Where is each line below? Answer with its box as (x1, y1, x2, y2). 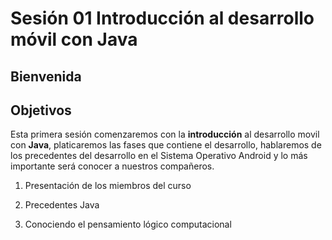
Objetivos (10, 102, 72, 119)
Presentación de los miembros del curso (24, 180, 192, 192)
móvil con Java (10, 28, 138, 51)
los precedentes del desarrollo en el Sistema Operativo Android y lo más (10, 150, 308, 162)
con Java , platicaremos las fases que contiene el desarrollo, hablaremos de (10, 139, 322, 151)
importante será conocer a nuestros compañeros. (10, 160, 215, 172)
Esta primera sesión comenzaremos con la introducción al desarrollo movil (10, 128, 320, 141)
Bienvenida (10, 68, 82, 85)
